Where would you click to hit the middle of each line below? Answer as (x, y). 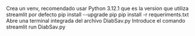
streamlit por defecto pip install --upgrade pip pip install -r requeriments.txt (97, 15)
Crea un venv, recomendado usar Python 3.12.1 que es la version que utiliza (97, 8)
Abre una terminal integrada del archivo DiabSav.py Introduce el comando (96, 21)
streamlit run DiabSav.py (36, 27)
